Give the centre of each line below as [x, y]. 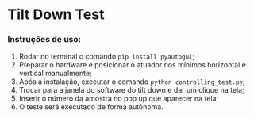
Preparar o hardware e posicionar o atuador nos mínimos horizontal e [133, 65]
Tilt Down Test [56, 15]
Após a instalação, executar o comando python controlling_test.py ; [132, 82]
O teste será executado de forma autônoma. [91, 107]
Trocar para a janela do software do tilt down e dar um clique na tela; [132, 90]
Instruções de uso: [44, 40]
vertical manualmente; [55, 74]
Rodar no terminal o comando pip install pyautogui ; [107, 56]
